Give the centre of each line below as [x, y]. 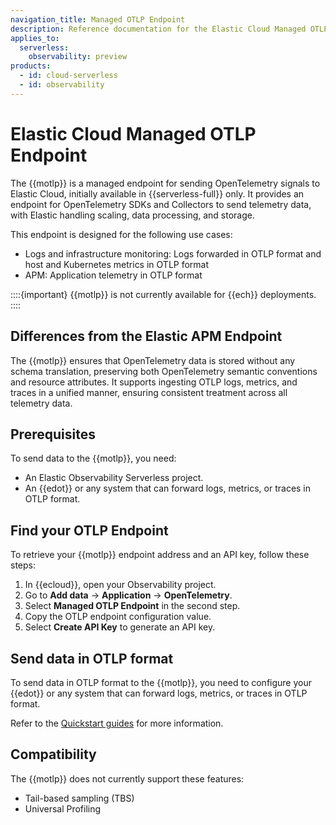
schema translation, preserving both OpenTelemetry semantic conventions [164, 371]
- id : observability [62, 85]
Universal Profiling [63, 808]
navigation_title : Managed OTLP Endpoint [98, 19]
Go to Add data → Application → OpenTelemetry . [128, 595]
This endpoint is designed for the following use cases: [121, 234]
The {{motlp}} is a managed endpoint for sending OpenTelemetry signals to [165, 183]
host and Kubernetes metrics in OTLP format [117, 264]
